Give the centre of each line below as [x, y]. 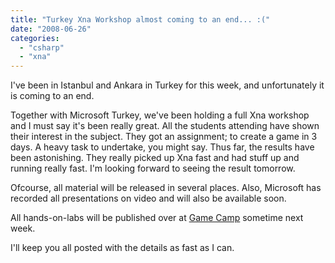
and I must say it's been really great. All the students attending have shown [165, 126]
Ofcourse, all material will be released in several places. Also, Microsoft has [166, 188]
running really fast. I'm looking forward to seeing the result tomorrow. [153, 168]
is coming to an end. [52, 96]
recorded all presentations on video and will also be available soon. [148, 198]
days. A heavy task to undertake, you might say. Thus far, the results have [162, 147]
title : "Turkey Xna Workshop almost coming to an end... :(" [140, 19]
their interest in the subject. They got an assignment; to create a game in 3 [164, 137]
